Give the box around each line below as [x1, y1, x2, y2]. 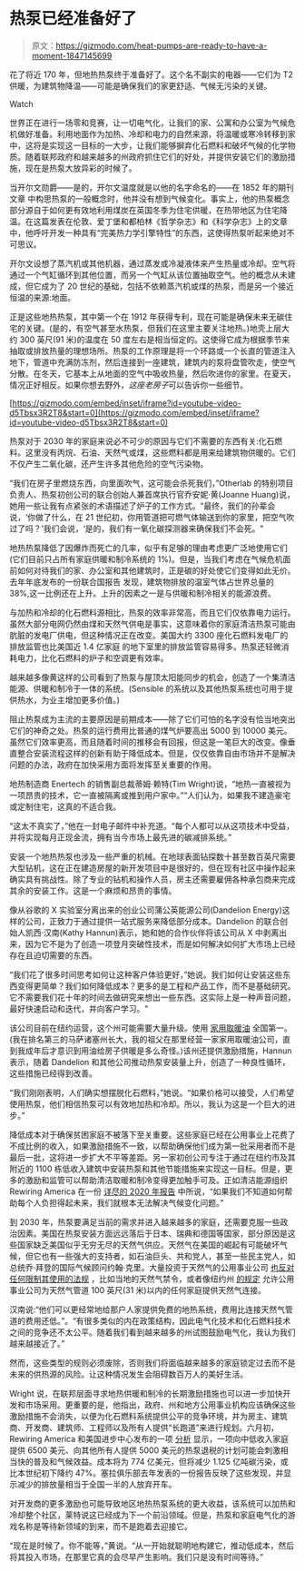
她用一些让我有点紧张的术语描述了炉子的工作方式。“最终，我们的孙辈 [9, 500, 268, 511]
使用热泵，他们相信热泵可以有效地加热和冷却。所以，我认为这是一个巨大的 [9, 1098, 288, 1109]
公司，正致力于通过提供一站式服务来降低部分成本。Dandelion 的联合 [25, 915, 280, 926]
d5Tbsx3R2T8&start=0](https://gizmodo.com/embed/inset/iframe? [9, 407, 261, 418]
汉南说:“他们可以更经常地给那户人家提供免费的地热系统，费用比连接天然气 [9, 1304, 286, 1315]
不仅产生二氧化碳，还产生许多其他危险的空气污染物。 [9, 458, 209, 469]
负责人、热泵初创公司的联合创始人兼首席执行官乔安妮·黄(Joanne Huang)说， [9, 489, 295, 499]
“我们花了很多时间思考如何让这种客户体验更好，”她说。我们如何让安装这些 [9, 969, 283, 980]
